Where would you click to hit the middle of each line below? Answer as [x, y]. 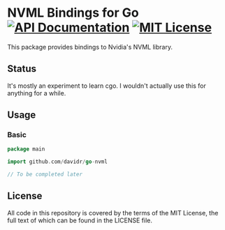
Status [22, 69]
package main [26, 149]
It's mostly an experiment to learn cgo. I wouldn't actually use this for [107, 86]
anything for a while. [37, 93]
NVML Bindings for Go [73, 13]
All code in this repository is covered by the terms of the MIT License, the [113, 213]
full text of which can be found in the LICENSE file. [80, 220]
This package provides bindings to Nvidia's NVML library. [90, 47]
